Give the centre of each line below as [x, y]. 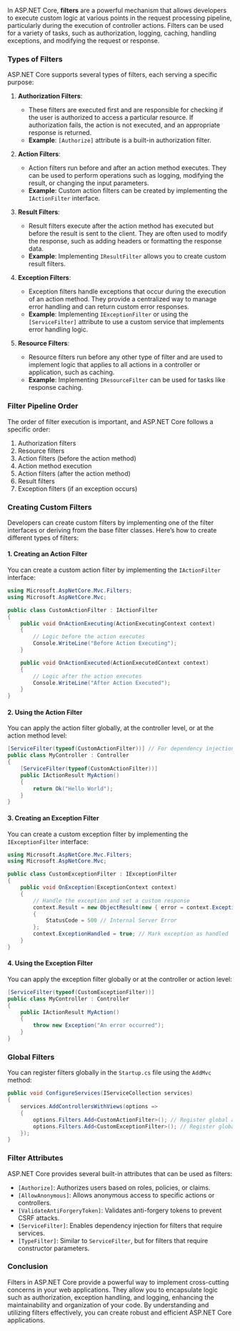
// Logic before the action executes [89, 637]
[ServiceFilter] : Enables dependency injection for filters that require [120, 1225]
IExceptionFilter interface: [48, 841]
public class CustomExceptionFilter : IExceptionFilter [92, 874]
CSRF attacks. [39, 1217]
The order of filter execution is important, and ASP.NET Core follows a [110, 421]
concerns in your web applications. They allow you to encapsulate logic [113, 1290]
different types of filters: [43, 538]
